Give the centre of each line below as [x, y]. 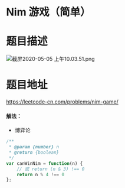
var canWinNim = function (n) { [45, 163]
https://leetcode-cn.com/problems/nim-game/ [63, 102]
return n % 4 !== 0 [41, 174]
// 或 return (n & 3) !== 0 [51, 169]
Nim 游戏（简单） [49, 12]
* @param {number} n [34, 147]
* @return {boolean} [34, 153]
